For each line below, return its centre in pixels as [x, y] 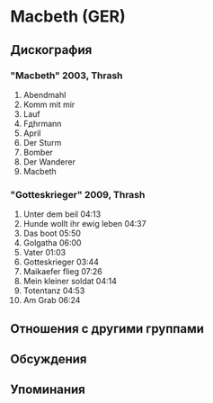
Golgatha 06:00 [52, 243]
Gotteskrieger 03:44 [61, 262]
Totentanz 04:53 [54, 291]
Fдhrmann [42, 123]
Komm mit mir [49, 104]
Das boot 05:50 [52, 233]
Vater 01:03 [44, 253]
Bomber [38, 152]
